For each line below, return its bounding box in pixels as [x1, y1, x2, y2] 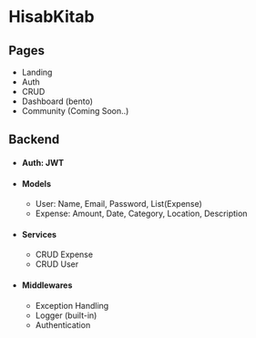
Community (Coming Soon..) [21, 106, 129, 116]
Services [21, 229, 56, 240]
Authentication [35, 319, 91, 330]
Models [21, 178, 52, 189]
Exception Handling [35, 300, 109, 311]
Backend [8, 132, 60, 148]
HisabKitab [8, 6, 95, 27]
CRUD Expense [35, 249, 93, 261]
